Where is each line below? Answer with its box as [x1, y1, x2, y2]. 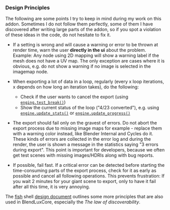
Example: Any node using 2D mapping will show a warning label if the [12, 52, 159, 58]
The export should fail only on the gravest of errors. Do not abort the [12, 120, 157, 126]
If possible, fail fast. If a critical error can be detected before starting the [12, 162, 165, 168]
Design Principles [5, 4, 50, 11]
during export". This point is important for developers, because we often [12, 147, 165, 153]
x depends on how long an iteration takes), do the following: [12, 84, 139, 90]
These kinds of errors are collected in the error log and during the [12, 136, 151, 142]
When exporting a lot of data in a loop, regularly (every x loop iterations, [12, 78, 164, 85]
